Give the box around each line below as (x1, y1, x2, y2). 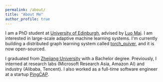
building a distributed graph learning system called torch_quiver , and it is (5, 41, 155, 47)
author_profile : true (5, 16, 50, 21)
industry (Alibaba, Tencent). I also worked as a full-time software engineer (5, 66, 158, 72)
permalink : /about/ (5, 7, 46, 12)
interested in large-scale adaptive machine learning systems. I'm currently (5, 35, 158, 41)
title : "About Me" (5, 12, 43, 17)
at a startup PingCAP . (5, 72, 49, 78)
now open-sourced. (5, 46, 46, 52)
